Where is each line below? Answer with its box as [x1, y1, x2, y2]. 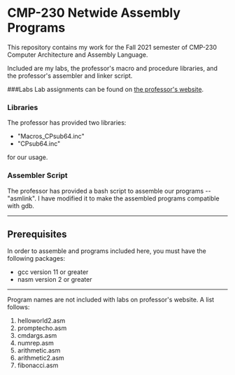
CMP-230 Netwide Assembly [7, 5, 180, 21]
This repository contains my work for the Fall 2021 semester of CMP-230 [7, 43, 218, 51]
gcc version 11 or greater [17, 268, 89, 276]
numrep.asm [17, 339, 54, 348]
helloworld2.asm [17, 317, 66, 325]
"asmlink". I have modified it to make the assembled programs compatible [7, 194, 220, 203]
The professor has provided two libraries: [7, 118, 127, 127]
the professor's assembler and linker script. [7, 71, 133, 80]
